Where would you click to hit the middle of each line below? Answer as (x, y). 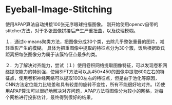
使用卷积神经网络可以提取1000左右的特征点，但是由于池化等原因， (89, 78)
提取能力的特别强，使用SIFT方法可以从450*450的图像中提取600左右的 (85, 71)
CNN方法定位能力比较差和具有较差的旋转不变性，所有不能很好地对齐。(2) (83, 84)
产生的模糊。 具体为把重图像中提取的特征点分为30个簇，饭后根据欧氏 (92, 48)
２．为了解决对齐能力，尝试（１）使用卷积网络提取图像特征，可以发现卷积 (84, 65)
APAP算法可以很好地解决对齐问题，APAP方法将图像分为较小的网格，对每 (87, 91)
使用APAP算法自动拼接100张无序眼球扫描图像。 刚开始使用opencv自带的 (82, 24)
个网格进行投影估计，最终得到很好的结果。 (50, 97)
